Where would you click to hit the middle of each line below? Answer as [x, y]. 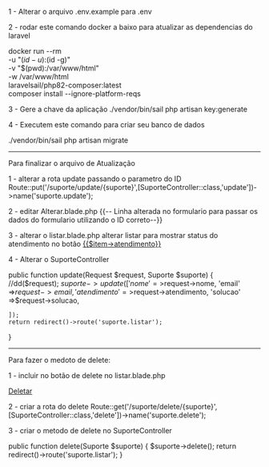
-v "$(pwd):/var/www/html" [54, 68]
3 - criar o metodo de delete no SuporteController [90, 431]
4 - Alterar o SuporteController [59, 259]
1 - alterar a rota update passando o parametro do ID [95, 179]
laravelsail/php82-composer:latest [65, 85]
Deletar [20, 391]
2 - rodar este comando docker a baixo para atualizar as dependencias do [131, 27]
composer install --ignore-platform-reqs [75, 94]
